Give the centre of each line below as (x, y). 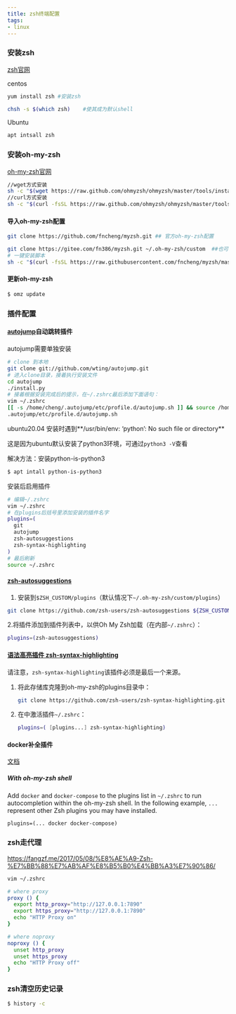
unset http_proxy (39, 950)
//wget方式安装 (27, 185)
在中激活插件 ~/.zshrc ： (52, 714)
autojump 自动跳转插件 (40, 332)
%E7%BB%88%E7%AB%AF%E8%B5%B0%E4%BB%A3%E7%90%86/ (112, 866)
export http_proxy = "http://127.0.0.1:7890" (78, 904)
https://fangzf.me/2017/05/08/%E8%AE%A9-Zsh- (80, 858)
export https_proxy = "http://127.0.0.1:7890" (80, 911)
